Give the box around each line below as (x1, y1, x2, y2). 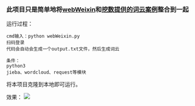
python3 (6, 63, 26, 69)
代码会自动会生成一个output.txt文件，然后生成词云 (6, 46, 120, 52)
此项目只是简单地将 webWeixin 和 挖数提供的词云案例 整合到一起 (6, 5, 189, 13)
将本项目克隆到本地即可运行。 (6, 81, 81, 88)
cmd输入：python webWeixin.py (6, 33, 80, 40)
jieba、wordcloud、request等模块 (6, 69, 86, 76)
